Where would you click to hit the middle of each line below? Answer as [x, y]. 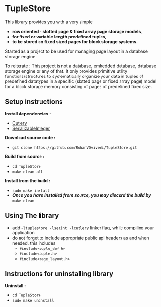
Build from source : [25, 156]
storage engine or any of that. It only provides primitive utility [66, 71]
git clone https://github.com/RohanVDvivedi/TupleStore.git [74, 147]
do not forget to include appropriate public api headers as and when [81, 238]
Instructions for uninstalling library [59, 274]
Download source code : [30, 137]
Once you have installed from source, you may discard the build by [81, 195]
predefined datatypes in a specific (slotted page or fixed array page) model [81, 81]
